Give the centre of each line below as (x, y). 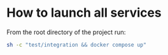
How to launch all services (84, 13)
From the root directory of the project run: (66, 32)
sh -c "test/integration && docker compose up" (77, 45)
